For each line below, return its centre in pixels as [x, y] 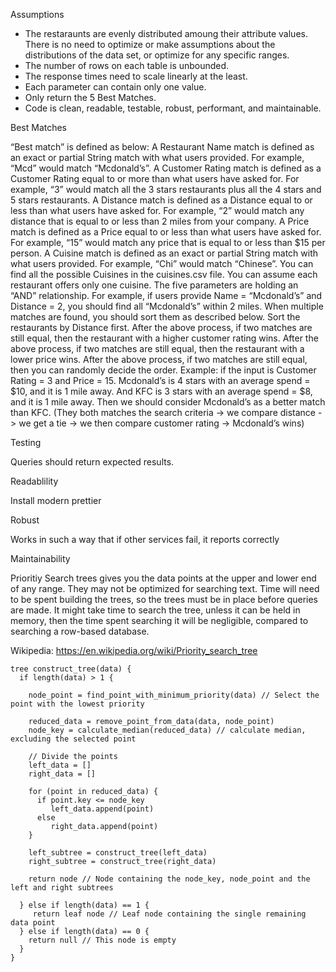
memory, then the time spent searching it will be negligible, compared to [159, 620]
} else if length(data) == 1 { [84, 905]
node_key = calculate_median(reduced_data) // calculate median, [167, 730]
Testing [26, 442]
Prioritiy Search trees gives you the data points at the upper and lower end [163, 578]
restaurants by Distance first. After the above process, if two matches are [161, 327]
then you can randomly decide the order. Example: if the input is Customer [163, 370]
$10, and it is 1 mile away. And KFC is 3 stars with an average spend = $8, [161, 391]
